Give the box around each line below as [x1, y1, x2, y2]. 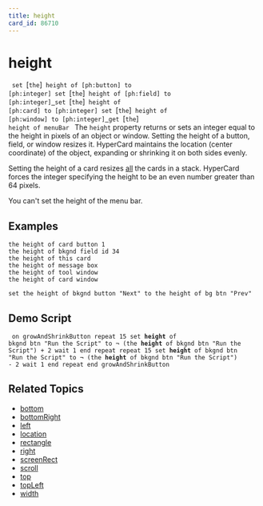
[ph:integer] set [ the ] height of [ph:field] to [8, 89, 172, 98]
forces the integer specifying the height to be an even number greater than [8, 172, 255, 182]
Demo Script [8, 311, 72, 325]
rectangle [19, 437, 52, 447]
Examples [8, 219, 58, 233]
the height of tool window [8, 269, 98, 277]
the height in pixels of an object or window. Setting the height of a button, [8, 131, 250, 141]
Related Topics [8, 382, 84, 396]
